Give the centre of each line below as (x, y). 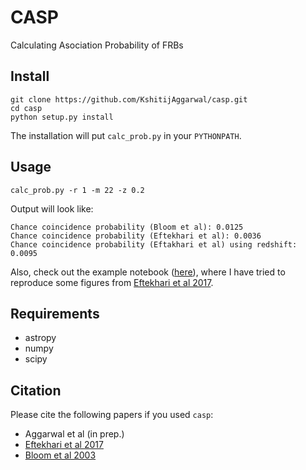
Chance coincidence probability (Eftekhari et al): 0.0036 (136, 236)
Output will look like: (52, 208)
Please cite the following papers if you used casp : (112, 415)
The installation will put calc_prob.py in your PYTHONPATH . (126, 135)
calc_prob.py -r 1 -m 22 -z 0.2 (77, 190)
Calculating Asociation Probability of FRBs (97, 45)
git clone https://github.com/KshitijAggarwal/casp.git (129, 99)
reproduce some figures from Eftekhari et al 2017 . (112, 282)
